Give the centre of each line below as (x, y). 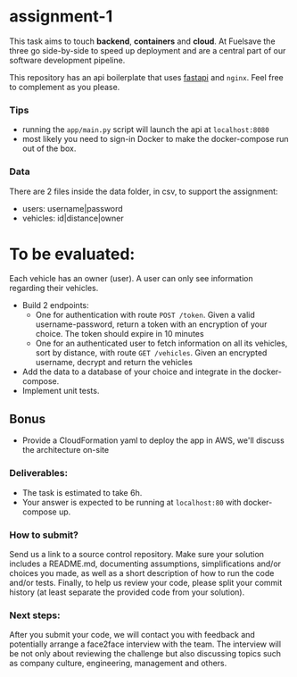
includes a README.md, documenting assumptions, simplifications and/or (145, 564)
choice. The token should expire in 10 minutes (120, 334)
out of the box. (49, 148)
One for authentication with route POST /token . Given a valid (145, 315)
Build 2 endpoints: (55, 305)
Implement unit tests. (61, 391)
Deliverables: (39, 473)
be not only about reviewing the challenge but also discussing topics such (145, 654)
